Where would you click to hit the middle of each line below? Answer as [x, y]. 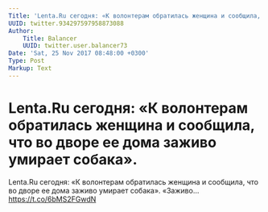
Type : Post [27, 61]
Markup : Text [30, 69]
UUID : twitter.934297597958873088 [66, 23]
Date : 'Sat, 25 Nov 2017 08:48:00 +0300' [79, 53]
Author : [21, 31]
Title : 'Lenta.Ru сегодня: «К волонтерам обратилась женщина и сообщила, [135, 16]
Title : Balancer [50, 38]
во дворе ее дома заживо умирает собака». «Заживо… [104, 190]
